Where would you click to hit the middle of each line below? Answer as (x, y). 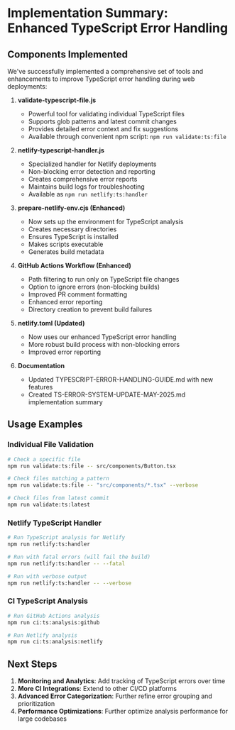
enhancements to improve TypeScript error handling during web (101, 79)
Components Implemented (68, 54)
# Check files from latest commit (59, 498)
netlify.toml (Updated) (51, 323)
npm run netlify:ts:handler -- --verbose (70, 583)
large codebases (42, 719)
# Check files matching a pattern (59, 479)
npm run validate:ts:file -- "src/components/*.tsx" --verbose (103, 485)
